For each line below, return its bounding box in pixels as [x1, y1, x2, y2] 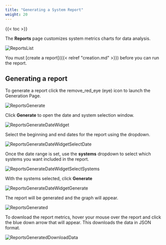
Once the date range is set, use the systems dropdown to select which [5, 151, 151, 157]
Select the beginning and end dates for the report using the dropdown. [5, 132, 151, 138]
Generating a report [5, 74, 68, 83]
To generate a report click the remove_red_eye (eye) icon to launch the [5, 88, 151, 94]
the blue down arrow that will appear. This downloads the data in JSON [5, 220, 151, 226]
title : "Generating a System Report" [5, 7, 84, 12]
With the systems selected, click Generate [5, 176, 93, 182]
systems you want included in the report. [5, 156, 89, 162]
